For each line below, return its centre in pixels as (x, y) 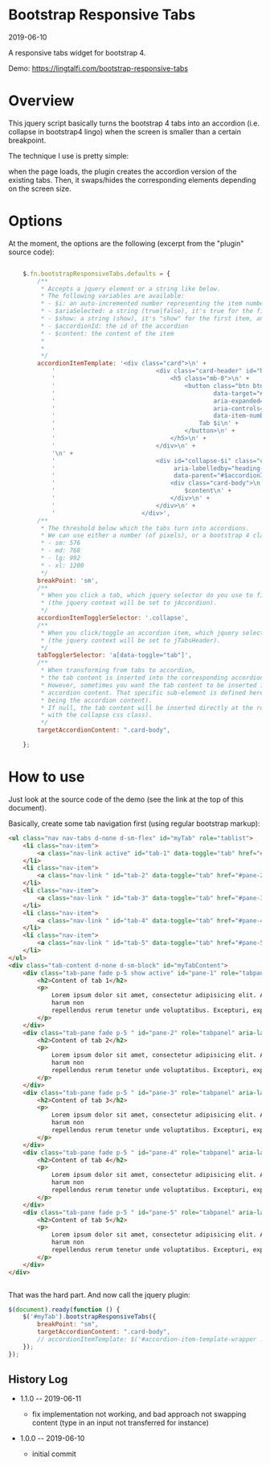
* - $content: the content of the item (107, 333)
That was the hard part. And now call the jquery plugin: (99, 1294)
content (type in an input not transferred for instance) (120, 1423)
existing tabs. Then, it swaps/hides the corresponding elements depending (132, 180)
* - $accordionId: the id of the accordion (115, 326)
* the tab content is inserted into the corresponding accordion (152, 678)
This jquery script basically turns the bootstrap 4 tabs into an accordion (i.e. (134, 123)
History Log (38, 1379)
